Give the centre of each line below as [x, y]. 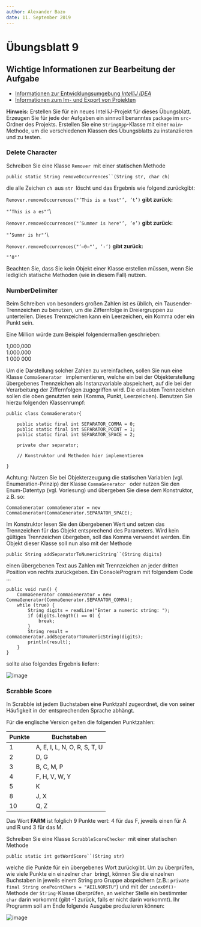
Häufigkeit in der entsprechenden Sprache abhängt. [70, 711]
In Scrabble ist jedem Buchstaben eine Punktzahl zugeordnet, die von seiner [100, 704]
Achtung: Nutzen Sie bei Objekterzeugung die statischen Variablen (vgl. [95, 478]
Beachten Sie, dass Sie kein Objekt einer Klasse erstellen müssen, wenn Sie [100, 268]
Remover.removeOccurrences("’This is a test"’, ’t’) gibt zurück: [89, 199]
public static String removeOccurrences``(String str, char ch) [88, 176]
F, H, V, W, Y [53, 776]
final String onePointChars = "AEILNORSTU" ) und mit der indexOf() [90, 887]
